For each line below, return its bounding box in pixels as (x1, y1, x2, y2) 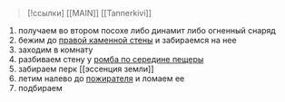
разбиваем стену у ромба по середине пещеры (17, 54, 204, 64)
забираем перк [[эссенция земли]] (17, 63, 154, 74)
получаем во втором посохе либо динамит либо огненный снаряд (17, 25, 277, 35)
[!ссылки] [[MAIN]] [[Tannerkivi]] (26, 8, 152, 18)
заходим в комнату (17, 44, 93, 55)
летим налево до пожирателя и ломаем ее (17, 73, 185, 84)
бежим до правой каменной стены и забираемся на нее (17, 35, 238, 45)
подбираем (17, 83, 63, 93)
